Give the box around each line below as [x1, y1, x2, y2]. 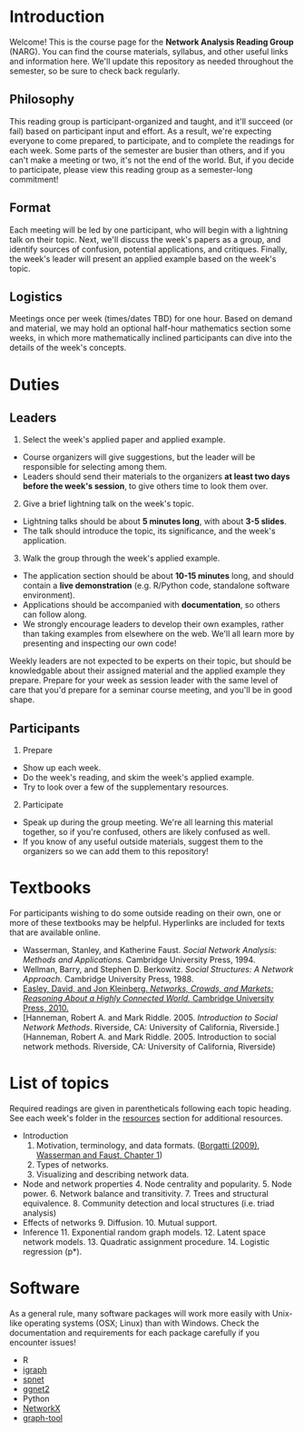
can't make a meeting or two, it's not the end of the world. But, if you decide [9, 154, 295, 165]
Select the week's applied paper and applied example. [22, 434, 226, 445]
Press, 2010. [22, 1002, 70, 1014]
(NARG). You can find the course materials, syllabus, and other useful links [9, 45, 289, 56]
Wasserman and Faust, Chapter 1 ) [35, 1149, 163, 1160]
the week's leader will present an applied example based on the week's [9, 253, 277, 264]
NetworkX [22, 1403, 61, 1414]
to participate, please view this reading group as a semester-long [9, 164, 253, 174]
